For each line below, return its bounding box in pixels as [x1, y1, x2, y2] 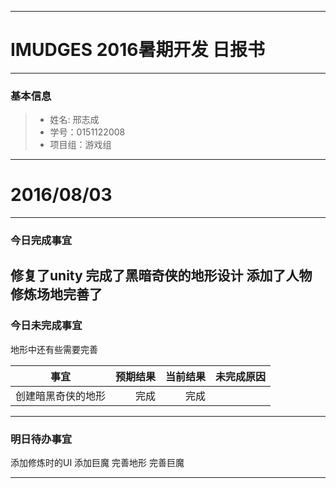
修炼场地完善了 [10, 286, 103, 303]
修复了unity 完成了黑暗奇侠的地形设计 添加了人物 [10, 267, 313, 285]
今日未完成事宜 [10, 319, 83, 333]
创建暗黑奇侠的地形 [15, 389, 107, 403]
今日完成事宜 [10, 234, 73, 248]
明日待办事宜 [10, 432, 73, 446]
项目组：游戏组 [49, 139, 112, 151]
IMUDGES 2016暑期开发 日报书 [10, 39, 266, 61]
